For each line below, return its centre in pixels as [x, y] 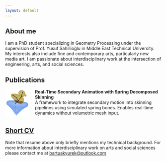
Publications [25, 80]
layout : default [22, 10]
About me [21, 32]
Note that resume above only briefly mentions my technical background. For [83, 142]
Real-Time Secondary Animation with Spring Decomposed [96, 92]
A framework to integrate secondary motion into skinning [93, 102]
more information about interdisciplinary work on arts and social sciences [80, 148]
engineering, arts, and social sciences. [45, 64]
